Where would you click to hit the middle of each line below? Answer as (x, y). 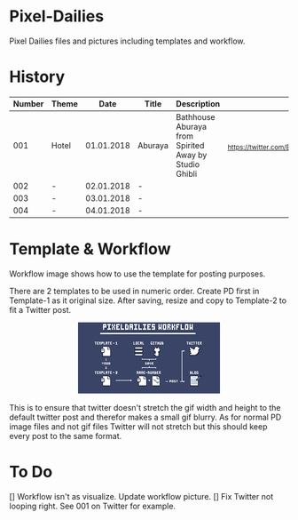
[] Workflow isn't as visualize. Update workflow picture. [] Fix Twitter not (141, 496)
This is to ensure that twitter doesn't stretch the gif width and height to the (145, 407)
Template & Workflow (90, 249)
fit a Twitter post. (40, 309)
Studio (188, 164)
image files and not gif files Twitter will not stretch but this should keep (138, 426)
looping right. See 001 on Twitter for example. (92, 506)
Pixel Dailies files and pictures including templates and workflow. (127, 41)
